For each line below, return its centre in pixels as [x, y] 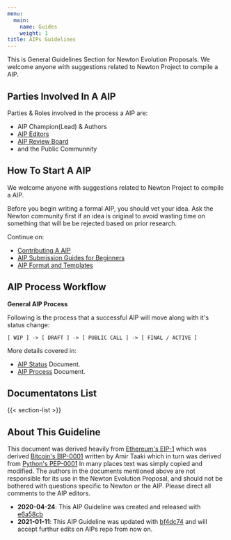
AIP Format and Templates [55, 265]
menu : [15, 14]
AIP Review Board [43, 141]
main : [22, 20]
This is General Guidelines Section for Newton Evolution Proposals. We [109, 59]
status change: [29, 324]
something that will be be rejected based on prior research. [92, 223]
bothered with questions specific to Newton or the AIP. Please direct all [109, 486]
